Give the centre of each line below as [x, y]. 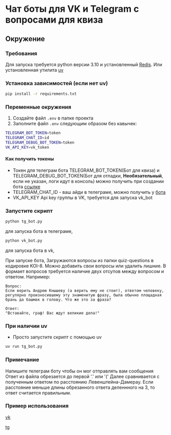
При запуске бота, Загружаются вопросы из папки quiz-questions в [80, 261]
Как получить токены [30, 159]
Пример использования [37, 406]
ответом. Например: [28, 277]
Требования [21, 53]
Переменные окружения [38, 107]
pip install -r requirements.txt [41, 94]
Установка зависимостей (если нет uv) [57, 83]
